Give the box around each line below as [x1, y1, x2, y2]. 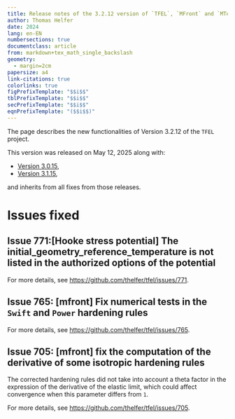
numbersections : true [7, 36, 71, 43]
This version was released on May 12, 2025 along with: [7, 148, 166, 156]
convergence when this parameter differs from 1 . [7, 390, 149, 399]
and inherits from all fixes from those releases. [7, 183, 141, 191]
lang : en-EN [7, 29, 42, 37]
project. [7, 135, 30, 143]
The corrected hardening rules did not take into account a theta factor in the [7, 376, 227, 384]
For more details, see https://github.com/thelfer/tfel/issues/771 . [7, 275, 189, 284]
